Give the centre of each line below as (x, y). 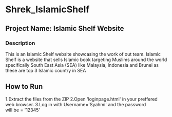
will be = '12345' (23, 110)
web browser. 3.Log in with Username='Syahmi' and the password (76, 104)
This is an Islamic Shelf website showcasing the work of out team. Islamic (83, 54)
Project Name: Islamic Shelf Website (65, 28)
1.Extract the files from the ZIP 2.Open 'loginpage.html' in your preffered (81, 99)
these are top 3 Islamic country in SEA (46, 70)
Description (20, 43)
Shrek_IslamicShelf (47, 9)
